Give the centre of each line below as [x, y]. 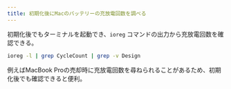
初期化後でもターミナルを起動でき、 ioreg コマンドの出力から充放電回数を [112, 34]
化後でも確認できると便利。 [47, 78]
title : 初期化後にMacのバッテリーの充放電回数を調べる [77, 13]
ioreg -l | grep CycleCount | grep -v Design [74, 56]
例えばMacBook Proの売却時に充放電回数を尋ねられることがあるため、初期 [114, 70]
